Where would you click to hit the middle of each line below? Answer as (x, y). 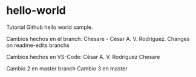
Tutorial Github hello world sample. (50, 27)
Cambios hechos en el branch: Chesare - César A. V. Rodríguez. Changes (98, 38)
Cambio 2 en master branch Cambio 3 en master (67, 68)
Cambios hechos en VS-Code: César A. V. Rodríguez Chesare (83, 57)
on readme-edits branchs (38, 45)
